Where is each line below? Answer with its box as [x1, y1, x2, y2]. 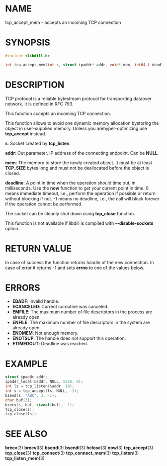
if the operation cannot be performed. [5, 201, 83, 207]
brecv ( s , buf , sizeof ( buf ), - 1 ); [5, 402, 75, 407]
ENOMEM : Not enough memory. [12, 330, 79, 336]
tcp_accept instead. [5, 130, 46, 137]
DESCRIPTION [5, 79, 65, 90]
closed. [5, 170, 20, 176]
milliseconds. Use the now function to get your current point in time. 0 [5, 185, 149, 191]
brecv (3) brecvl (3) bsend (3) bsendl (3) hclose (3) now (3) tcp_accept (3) [5, 445, 154, 451]
